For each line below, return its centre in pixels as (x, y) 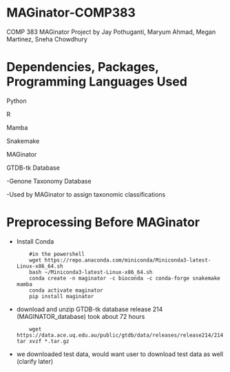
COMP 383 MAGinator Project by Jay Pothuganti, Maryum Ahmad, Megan (111, 32)
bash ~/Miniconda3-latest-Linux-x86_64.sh (91, 272)
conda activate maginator (66, 290)
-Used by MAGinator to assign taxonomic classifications (86, 194)
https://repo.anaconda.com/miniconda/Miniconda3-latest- (128, 260)
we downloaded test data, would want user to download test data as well (120, 354)
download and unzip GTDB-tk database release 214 (90, 309)
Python (17, 101)
